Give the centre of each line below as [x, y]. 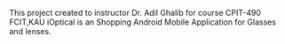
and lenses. [30, 31]
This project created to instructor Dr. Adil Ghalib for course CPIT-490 [135, 13]
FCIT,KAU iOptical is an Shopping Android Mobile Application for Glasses [143, 22]
